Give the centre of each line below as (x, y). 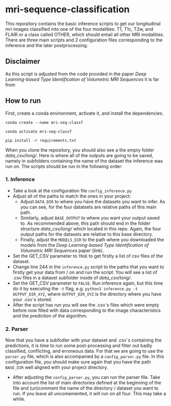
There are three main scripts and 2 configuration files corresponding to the (84, 40)
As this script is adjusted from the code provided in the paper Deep (76, 74)
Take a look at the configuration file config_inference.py (72, 190)
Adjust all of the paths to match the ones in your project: (72, 196)
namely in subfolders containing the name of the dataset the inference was (84, 161)
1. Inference (20, 179)
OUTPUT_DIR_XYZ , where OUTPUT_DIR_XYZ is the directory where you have (87, 294)
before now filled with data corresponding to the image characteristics (87, 310)
